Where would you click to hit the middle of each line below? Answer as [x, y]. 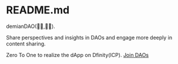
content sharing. [26, 44]
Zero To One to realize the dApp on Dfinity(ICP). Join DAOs [78, 55]
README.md [38, 10]
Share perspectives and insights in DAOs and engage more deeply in [89, 37]
